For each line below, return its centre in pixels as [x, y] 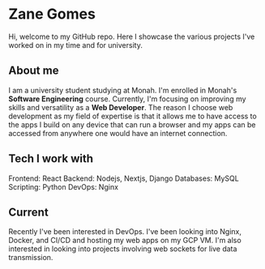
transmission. [31, 258]
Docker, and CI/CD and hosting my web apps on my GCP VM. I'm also [125, 241]
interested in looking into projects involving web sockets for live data [123, 249]
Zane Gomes [52, 14]
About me [34, 71]
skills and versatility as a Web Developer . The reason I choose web [121, 107]
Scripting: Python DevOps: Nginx [64, 186]
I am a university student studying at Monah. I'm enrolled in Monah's [123, 90]
